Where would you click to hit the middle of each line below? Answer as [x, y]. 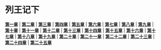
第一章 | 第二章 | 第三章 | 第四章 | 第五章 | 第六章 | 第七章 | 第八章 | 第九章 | [79, 24]
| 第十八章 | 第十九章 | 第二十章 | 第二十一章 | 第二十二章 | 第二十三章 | [84, 36]
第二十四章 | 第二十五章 [29, 42]
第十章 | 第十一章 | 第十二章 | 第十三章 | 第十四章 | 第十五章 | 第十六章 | [76, 30]
